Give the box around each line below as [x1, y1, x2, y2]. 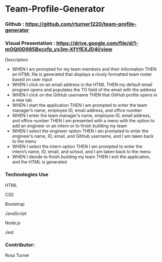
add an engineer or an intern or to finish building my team [12, 123, 128, 129]
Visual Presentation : [5, 40, 56, 47]
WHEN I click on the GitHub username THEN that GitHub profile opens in [12, 92, 158, 98]
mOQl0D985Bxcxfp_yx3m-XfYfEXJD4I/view [5, 46, 113, 53]
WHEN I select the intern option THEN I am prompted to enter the [12, 144, 143, 149]
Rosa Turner [5, 252, 30, 258]
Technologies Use [5, 171, 49, 178]
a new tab [12, 97, 32, 103]
